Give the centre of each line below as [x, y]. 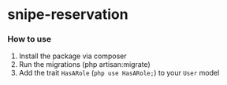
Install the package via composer [73, 56]
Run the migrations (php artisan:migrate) [84, 65]
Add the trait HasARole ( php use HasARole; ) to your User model [119, 73]
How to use [30, 39]
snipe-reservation [68, 15]
